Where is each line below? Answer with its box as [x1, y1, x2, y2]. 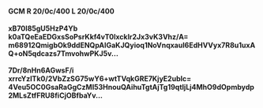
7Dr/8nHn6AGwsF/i [8, 65, 74, 75]
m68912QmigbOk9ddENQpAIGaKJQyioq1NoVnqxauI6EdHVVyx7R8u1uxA [8, 40, 256, 50]
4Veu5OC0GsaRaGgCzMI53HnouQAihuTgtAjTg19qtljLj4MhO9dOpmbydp [8, 83, 255, 92]
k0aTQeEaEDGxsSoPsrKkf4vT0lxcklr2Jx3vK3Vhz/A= [8, 32, 189, 42]
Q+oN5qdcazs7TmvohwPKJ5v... [8, 49, 118, 58]
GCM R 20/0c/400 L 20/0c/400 [8, 6, 115, 16]
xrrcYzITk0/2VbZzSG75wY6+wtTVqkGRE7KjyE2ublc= [8, 74, 192, 84]
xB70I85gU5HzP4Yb [8, 24, 78, 33]
